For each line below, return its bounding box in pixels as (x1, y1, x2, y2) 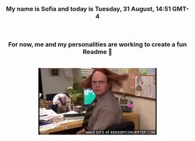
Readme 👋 (83, 48, 112, 56)
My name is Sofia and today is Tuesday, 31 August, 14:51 (6, 5, 171, 13)
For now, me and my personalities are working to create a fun (8, 40, 187, 49)
